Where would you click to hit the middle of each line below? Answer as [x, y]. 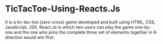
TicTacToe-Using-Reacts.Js [63, 9]
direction [14, 37]
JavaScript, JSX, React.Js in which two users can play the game [69, 27]
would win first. [39, 37]
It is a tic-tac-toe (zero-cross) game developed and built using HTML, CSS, [80, 22]
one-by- [143, 27]
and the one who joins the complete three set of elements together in [83, 32]
